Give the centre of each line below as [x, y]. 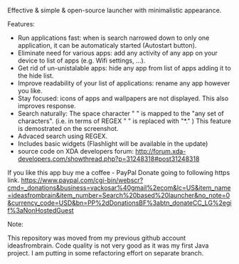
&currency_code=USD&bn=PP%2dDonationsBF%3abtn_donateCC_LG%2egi [119, 203]
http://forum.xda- [160, 151]
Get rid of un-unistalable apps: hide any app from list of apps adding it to [124, 68]
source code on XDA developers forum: [75, 151]
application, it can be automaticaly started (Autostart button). [107, 45]
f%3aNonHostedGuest [41, 210]
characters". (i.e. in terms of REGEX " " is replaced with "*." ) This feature [124, 121]
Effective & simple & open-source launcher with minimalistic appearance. [115, 10]
